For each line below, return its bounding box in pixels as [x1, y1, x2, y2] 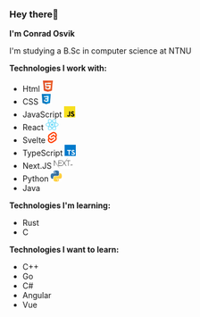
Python [21, 173, 49, 184]
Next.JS [21, 161, 52, 171]
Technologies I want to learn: [9, 245, 120, 255]
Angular [21, 290, 52, 301]
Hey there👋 [9, 8, 60, 21]
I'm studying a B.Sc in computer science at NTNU [9, 46, 192, 56]
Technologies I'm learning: [9, 200, 112, 211]
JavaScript [21, 109, 62, 120]
